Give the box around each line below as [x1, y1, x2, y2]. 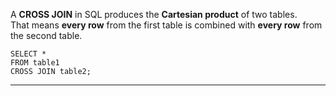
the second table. [10, 30, 83, 41]
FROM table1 [10, 58, 60, 68]
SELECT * [10, 49, 47, 59]
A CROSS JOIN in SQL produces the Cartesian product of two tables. [10, 9, 298, 20]
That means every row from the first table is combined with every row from [10, 19, 323, 31]
